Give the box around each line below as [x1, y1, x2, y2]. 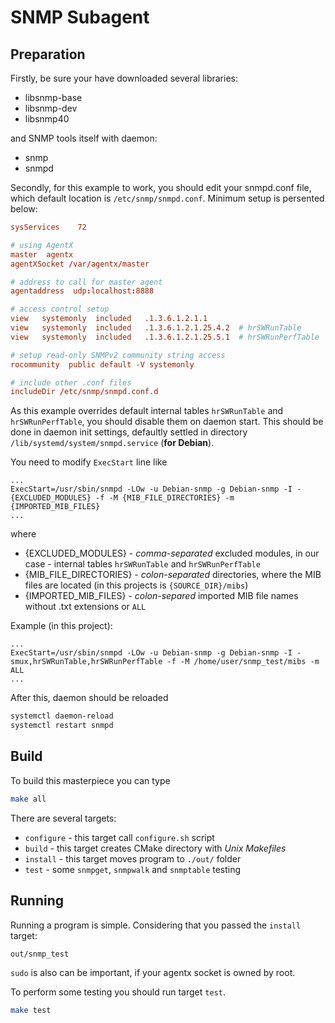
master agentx [10, 249, 74, 260]
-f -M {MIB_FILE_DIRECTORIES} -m [95, 493, 235, 503]
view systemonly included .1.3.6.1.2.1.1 [10, 314, 208, 324]
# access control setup [10, 304, 110, 315]
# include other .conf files [10, 377, 132, 388]
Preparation [10, 46, 86, 63]
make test [10, 1005, 52, 1015]
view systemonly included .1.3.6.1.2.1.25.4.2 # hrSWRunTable [10, 323, 302, 333]
